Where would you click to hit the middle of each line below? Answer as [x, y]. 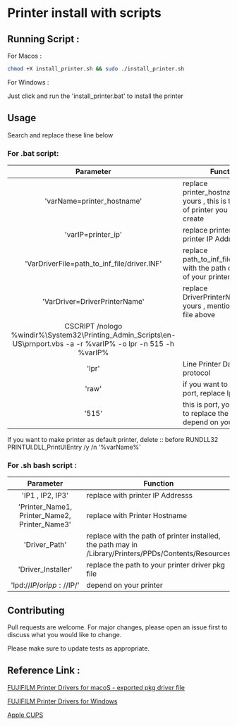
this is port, [201, 405]
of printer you [205, 209]
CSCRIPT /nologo [93, 326]
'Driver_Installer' [45, 570]
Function [159, 484]
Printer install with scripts [84, 13]
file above [199, 314]
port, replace [204, 393]
